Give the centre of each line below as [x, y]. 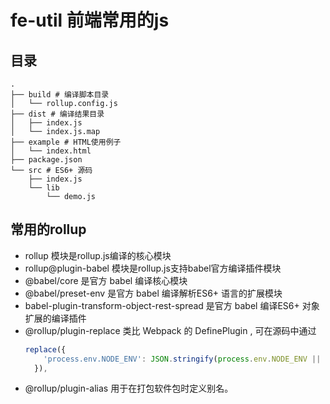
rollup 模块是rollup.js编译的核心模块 [98, 255]
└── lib [44, 188]
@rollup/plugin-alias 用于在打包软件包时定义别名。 [129, 388]
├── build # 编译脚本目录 [60, 95]
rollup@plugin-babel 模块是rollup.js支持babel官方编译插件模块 [153, 268]
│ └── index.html [51, 151]
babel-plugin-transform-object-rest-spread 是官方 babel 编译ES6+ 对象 [172, 305]
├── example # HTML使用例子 [66, 142]
